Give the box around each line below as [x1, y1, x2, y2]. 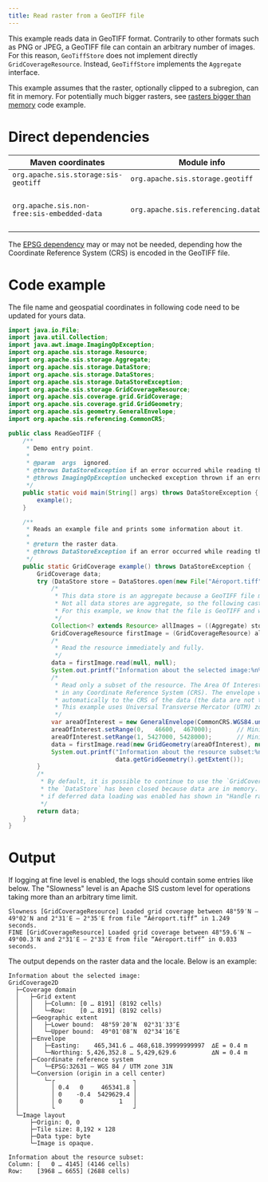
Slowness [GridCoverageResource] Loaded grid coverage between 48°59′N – [8, 908, 259, 916]
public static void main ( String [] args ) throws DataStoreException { [22, 488, 259, 497]
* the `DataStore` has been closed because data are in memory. [40, 785, 259, 793]
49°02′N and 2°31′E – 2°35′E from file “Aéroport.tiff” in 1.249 [8, 915, 230, 923]
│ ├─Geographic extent [15, 1014, 98, 1022]
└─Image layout [15, 1112, 66, 1120]
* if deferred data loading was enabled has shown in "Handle [40, 792, 251, 800]
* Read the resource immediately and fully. [54, 644, 205, 652]
